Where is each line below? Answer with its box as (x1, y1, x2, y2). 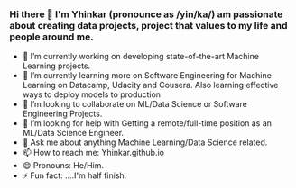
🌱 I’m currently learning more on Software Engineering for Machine (22, 70, 273, 81)
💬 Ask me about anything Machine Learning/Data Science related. (22, 137, 268, 148)
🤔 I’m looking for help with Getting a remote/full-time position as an (22, 118, 273, 129)
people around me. (9, 31, 94, 43)
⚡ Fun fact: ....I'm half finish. (22, 170, 127, 181)
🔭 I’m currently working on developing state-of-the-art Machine (22, 51, 260, 62)
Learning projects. (22, 60, 91, 71)
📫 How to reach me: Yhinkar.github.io (22, 148, 165, 158)
